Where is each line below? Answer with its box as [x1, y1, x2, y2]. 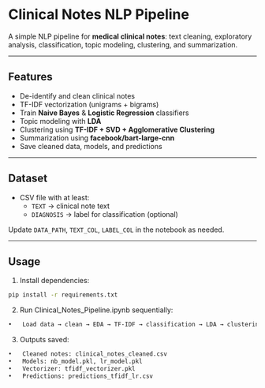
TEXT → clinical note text [31, 201, 110, 211]
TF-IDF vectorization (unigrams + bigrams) [19, 99, 159, 109]
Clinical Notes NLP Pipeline [8, 6, 189, 24]
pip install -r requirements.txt [8, 291, 118, 299]
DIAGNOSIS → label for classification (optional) [31, 209, 179, 218]
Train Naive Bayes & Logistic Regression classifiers [19, 108, 189, 118]
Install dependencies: [19, 276, 90, 285]
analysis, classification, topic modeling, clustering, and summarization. [8, 39, 238, 49]
